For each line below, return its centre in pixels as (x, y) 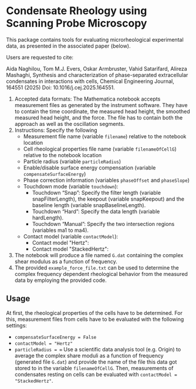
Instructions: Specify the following (56, 130)
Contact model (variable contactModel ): (71, 236)
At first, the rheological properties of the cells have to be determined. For (94, 312)
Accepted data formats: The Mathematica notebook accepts (87, 99)
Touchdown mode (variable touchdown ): (71, 186)
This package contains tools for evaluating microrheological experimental (95, 39)
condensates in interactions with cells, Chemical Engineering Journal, (90, 81)
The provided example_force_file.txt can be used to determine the (97, 267)
